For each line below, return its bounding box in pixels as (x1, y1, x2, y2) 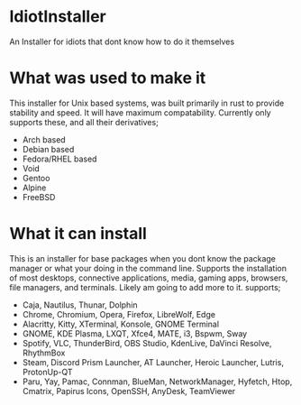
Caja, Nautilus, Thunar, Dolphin (22, 299, 138, 310)
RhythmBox (22, 347, 66, 358)
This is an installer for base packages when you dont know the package (9, 253, 277, 263)
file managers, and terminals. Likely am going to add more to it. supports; (9, 281, 281, 292)
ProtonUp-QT (22, 366, 74, 377)
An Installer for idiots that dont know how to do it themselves (9, 36, 235, 47)
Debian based (22, 143, 75, 154)
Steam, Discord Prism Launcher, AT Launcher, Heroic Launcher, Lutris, (22, 356, 284, 367)
